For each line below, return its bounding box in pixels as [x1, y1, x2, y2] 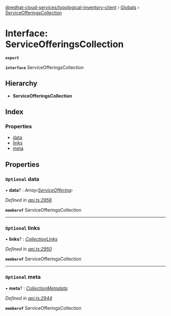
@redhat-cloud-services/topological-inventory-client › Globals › [5, 5, 140, 10]
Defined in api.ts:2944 [5, 295, 52, 301]
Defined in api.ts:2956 [5, 197, 52, 204]
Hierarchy [5, 79, 38, 88]
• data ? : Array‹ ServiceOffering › [5, 187, 73, 193]
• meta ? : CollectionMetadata [5, 285, 68, 291]
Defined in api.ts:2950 [5, 246, 52, 252]
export [5, 55, 19, 60]
